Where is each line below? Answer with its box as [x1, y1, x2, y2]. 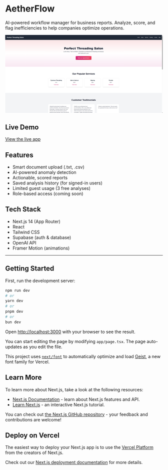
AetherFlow [5, 3, 55, 15]
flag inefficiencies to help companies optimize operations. [5, 25, 124, 31]
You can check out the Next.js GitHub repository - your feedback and [5, 411, 148, 417]
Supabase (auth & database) [12, 234, 71, 241]
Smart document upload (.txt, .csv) [12, 164, 85, 170]
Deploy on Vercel [5, 431, 60, 440]
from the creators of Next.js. [5, 449, 63, 456]
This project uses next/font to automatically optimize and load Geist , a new [5, 353, 161, 359]
